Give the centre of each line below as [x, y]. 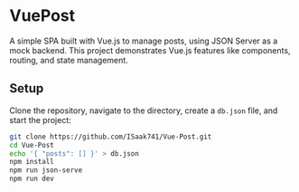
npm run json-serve [46, 170]
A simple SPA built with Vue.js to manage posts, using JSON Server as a [144, 41]
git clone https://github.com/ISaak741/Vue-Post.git [111, 137]
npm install [32, 162]
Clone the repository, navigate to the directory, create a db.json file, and [144, 110]
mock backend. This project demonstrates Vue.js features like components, [150, 50]
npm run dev [32, 179]
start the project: [41, 120]
